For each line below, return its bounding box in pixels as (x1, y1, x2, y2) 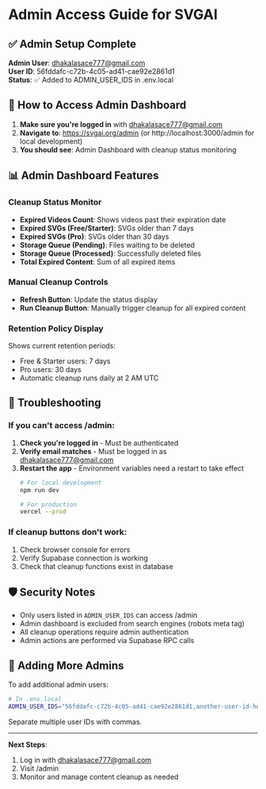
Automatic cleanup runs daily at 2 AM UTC (19, 373, 159, 383)
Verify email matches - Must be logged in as (19, 446, 168, 456)
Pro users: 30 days (19, 365, 82, 375)
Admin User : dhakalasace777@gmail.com (8, 58, 146, 67)
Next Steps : (8, 740, 47, 749)
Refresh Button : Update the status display (19, 294, 158, 304)
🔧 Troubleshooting (8, 396, 101, 410)
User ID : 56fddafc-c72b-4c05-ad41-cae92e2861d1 (8, 67, 176, 76)
